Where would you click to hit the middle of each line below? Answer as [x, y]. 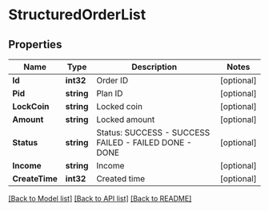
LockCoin [31, 106]
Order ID [112, 80]
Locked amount [125, 120]
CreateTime [35, 179]
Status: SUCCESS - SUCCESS [153, 132]
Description [155, 67]
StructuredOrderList [77, 15]
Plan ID [109, 93]
